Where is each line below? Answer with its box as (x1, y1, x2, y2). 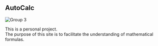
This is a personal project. (5, 26, 57, 32)
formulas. (5, 36, 25, 42)
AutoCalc (5, 4, 34, 12)
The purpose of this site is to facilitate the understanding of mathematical (5, 31, 154, 37)
